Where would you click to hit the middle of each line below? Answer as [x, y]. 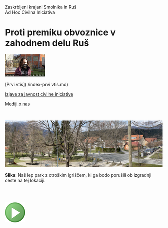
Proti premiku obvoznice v [60, 33]
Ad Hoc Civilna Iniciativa [30, 12]
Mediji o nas [18, 104]
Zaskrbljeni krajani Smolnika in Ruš [41, 7]
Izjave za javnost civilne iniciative [39, 94]
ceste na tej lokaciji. [25, 180]
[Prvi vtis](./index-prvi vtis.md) [37, 84]
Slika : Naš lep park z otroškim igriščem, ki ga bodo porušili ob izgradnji [78, 175]
